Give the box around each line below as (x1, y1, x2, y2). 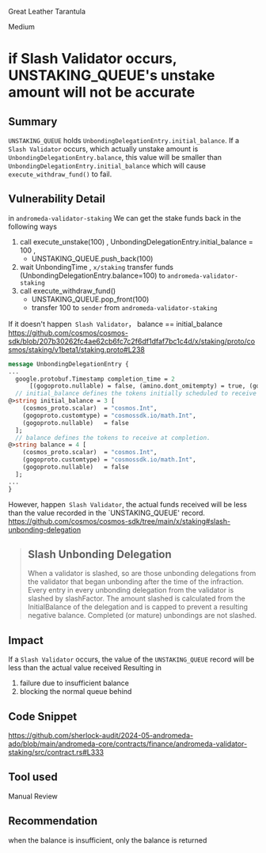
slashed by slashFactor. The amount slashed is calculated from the (27, 593, 245, 604)
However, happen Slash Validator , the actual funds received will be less (8, 499, 248, 509)
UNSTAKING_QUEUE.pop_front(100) (31, 294, 150, 304)
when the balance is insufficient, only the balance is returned (8, 835, 207, 845)
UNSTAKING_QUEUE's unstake (8, 66, 215, 85)
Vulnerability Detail (8, 192, 105, 206)
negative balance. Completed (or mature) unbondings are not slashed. (27, 611, 257, 620)
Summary (8, 115, 58, 128)
